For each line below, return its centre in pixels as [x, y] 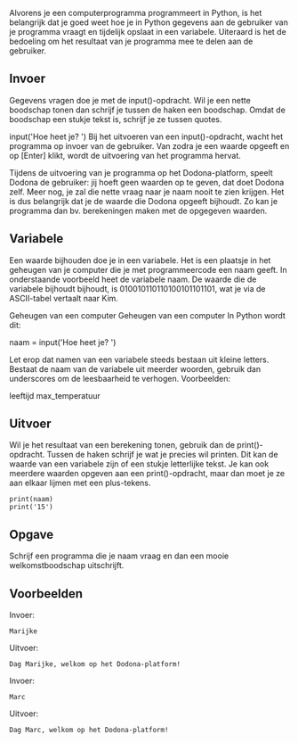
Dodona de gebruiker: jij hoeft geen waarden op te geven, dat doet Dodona [147, 182]
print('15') [31, 508]
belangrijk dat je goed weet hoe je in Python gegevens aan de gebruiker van [149, 22]
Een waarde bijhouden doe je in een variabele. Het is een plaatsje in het [140, 260]
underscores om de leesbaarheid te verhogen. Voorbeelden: [120, 378]
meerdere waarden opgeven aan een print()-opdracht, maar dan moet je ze [147, 474]
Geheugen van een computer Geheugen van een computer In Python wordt [148, 315]
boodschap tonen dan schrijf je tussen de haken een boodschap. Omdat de [148, 110]
